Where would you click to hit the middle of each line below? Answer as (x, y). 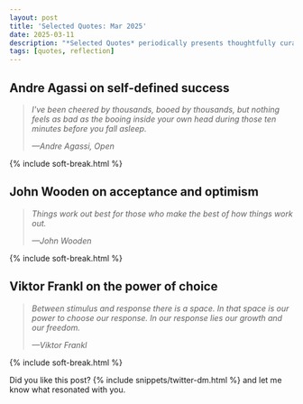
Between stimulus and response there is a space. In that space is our (160, 308)
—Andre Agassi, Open (73, 146)
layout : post (34, 18)
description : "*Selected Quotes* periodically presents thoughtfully (143, 43)
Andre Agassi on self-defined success (119, 88)
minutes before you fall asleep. (89, 128)
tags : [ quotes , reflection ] (62, 51)
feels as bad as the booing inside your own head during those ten (154, 119)
